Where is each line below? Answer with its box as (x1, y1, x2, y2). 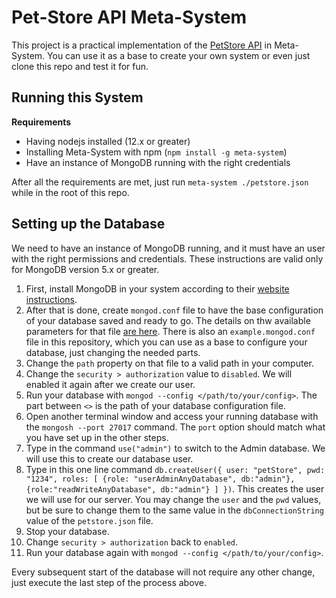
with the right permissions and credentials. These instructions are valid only (11, 252, 324, 265)
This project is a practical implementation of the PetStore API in (11, 39, 273, 51)
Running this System (11, 89, 144, 106)
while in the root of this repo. (11, 186, 130, 198)
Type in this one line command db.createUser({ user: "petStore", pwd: (25, 463, 326, 475)
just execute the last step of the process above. (11, 576, 208, 588)
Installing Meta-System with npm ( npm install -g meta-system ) (25, 146, 288, 158)
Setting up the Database (11, 216, 166, 233)
